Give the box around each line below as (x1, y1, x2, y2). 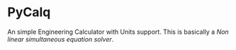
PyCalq (7, 4, 51, 20)
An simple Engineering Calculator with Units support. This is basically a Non (7, 27, 229, 36)
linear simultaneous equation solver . (7, 35, 114, 43)
